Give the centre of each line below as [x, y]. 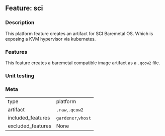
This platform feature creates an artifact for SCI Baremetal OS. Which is [79, 33]
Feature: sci [24, 8]
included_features [29, 118]
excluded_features [30, 126]
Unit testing [20, 76]
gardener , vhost [74, 118]
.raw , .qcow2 [70, 110]
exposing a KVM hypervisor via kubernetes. [51, 39]
